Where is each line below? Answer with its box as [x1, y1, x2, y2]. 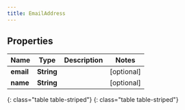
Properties [7, 36, 53, 47]
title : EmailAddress [7, 10, 66, 17]
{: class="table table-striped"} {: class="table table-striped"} [7, 96, 179, 104]
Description [64, 55, 103, 65]
